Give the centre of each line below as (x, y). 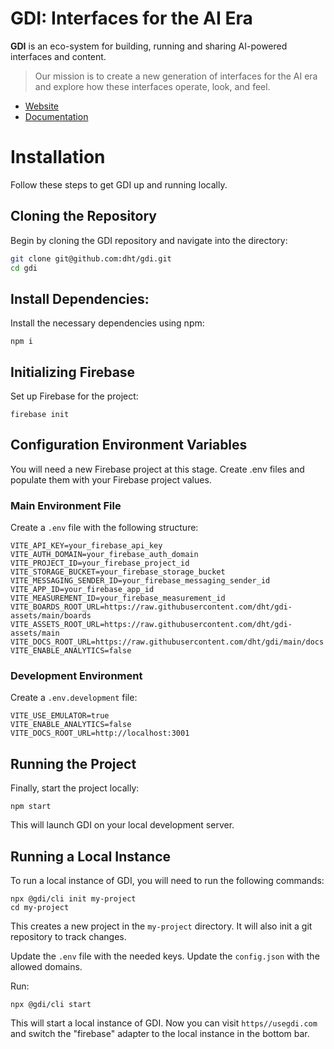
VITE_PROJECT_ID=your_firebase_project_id (100, 563)
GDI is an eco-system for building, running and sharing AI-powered (149, 46)
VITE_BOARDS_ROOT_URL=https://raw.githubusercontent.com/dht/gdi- (151, 607)
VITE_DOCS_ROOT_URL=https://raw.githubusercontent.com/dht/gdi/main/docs (167, 642)
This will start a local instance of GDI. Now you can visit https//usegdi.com (164, 1023)
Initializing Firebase (73, 372)
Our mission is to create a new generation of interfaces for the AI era (176, 76)
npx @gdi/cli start (51, 1005)
